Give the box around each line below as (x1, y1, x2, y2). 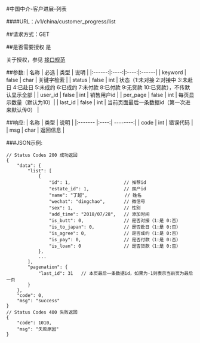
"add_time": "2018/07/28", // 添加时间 (48, 211, 150, 217)
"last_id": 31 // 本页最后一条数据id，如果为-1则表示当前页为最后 (38, 271, 193, 277)
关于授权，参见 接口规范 (6, 56, 66, 63)
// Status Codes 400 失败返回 (6, 309, 78, 315)
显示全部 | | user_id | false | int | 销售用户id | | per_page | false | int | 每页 (11, 92, 189, 98)
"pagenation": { (27, 264, 68, 270)
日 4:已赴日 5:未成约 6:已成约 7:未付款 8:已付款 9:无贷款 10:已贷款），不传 (6, 84, 185, 91)
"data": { (17, 163, 42, 169)
